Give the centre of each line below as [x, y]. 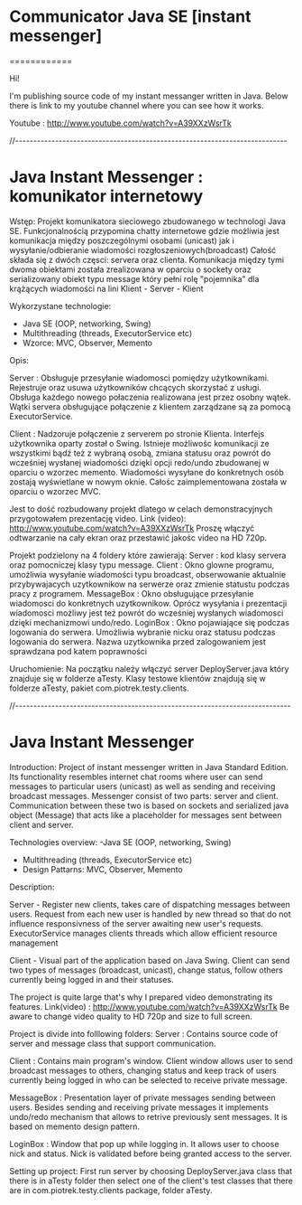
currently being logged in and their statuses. [92, 979]
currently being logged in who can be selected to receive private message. [149, 1080]
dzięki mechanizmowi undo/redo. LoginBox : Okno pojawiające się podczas [150, 622]
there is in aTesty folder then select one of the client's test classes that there [151, 1181]
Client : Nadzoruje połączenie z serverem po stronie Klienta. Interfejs [137, 433]
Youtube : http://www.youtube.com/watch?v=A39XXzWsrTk [121, 123]
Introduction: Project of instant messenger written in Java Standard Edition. [149, 767]
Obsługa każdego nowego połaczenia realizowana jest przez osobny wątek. [150, 397]
